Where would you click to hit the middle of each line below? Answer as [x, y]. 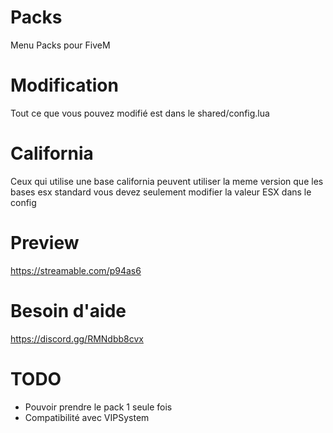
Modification [64, 85]
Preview [45, 243]
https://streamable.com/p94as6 [76, 270]
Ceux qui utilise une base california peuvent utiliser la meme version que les [167, 181]
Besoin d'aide [68, 310]
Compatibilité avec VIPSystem [87, 417]
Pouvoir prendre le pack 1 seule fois [98, 407]
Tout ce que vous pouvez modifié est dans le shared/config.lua [140, 113]
